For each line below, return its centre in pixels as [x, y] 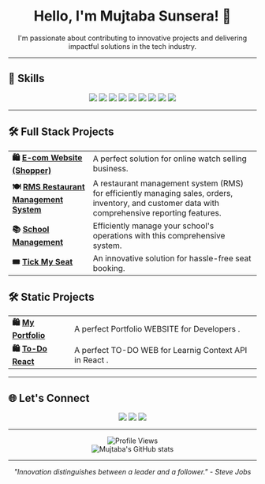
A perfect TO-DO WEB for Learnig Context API [161, 350]
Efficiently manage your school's [153, 226]
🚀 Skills [26, 79]
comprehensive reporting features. [157, 212]
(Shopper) [32, 171]
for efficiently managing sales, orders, [163, 193]
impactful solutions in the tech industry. [132, 46]
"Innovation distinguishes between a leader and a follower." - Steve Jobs [132, 472]
